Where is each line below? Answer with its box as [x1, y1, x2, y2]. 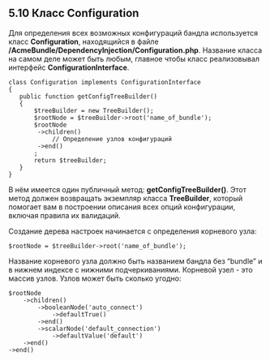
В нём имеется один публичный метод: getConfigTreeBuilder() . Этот [8, 184, 247, 194]
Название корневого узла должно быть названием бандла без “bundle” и [8, 256, 263, 266]
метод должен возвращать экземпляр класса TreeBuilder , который [8, 193, 243, 203]
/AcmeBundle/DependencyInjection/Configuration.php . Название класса [8, 45, 262, 55]
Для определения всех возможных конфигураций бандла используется [8, 28, 258, 37]
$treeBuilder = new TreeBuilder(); [33, 106, 154, 114]
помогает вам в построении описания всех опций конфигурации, [8, 202, 236, 212]
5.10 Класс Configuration [8, 6, 139, 20]
